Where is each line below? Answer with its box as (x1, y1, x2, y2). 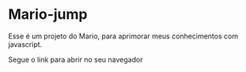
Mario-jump (8, 5, 88, 23)
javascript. (8, 39, 43, 49)
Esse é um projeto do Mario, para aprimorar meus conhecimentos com (8, 31, 239, 41)
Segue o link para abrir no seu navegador (8, 55, 143, 64)
